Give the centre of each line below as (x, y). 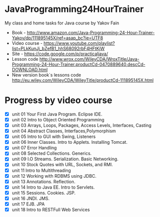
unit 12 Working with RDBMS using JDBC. (54, 176)
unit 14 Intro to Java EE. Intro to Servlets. (53, 187)
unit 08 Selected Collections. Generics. (52, 153)
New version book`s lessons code (46, 75)
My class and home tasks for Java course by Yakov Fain (62, 23)
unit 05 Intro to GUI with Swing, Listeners (54, 137)
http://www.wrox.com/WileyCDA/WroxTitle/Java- (89, 59)
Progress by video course (58, 100)
